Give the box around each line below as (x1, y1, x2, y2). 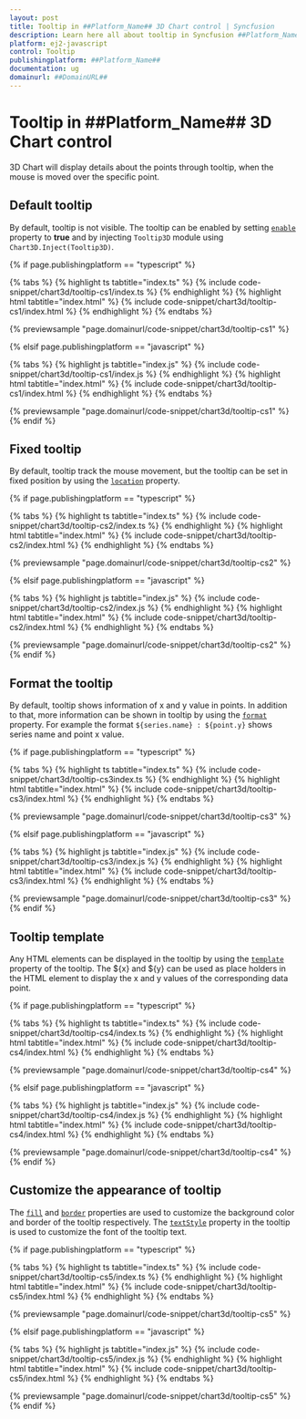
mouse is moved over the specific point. (9, 171, 160, 182)
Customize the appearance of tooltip (9, 1183, 221, 1198)
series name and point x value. (9, 729, 125, 740)
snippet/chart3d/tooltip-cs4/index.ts (9, 1027, 147, 1038)
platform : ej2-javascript (9, 38, 107, 48)
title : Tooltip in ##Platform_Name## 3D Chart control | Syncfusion (9, 22, 275, 31)
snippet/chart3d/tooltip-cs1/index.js (9, 368, 144, 379)
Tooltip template (9, 929, 105, 945)
